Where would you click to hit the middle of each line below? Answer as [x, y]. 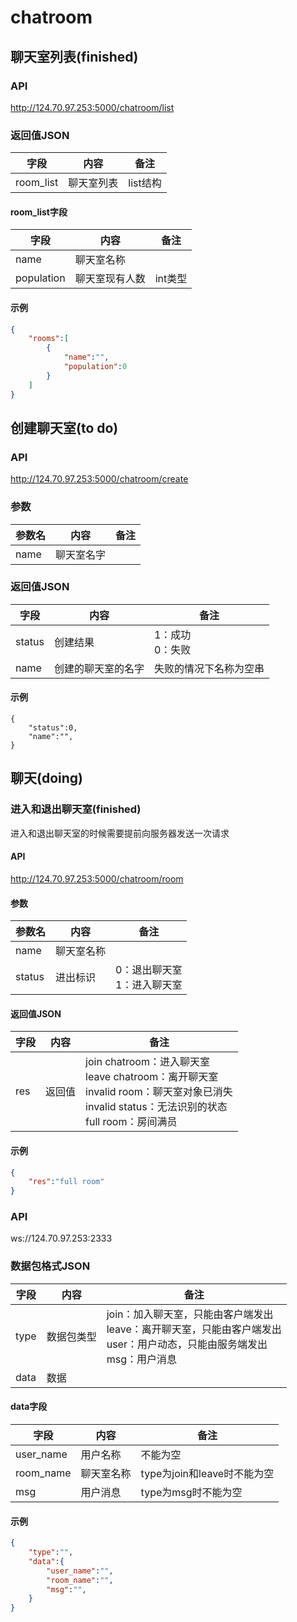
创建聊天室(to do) [64, 427]
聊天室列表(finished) [74, 56]
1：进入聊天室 [149, 985]
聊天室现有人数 [110, 279]
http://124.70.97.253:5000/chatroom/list [92, 107]
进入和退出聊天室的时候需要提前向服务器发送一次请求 [120, 833]
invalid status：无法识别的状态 [156, 1107]
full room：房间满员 [131, 1122]
